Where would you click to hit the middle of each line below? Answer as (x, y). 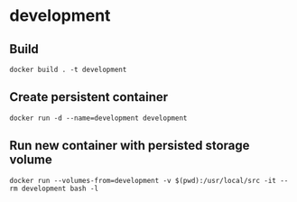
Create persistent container (89, 97)
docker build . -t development (68, 69)
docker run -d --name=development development (98, 118)
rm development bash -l (54, 188)
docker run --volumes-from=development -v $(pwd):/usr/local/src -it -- (149, 180)
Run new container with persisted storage (130, 146)
